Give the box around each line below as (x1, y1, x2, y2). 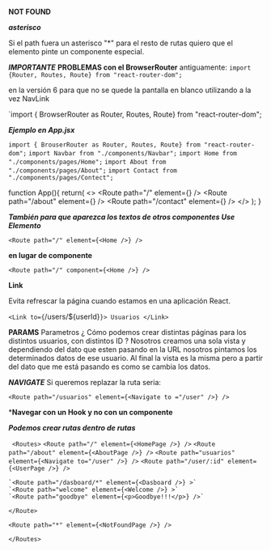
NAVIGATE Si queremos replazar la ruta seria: (8, 378, 162, 387)
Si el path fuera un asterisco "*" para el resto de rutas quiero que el (8, 38, 233, 48)
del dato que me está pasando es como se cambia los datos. (8, 362, 211, 371)
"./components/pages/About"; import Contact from (8, 167, 178, 175)
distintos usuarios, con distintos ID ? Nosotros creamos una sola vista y (8, 336, 246, 345)
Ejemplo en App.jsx (8, 125, 75, 134)
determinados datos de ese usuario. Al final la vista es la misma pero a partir (8, 354, 264, 362)
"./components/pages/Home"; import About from (8, 158, 167, 166)
